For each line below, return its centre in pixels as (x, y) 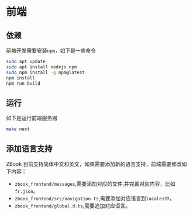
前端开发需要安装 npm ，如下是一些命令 (51, 51)
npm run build (23, 83)
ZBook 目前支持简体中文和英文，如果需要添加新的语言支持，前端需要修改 (94, 164)
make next (18, 129)
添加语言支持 (29, 149)
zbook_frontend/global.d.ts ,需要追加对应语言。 (72, 206)
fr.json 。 (26, 191)
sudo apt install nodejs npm (42, 67)
